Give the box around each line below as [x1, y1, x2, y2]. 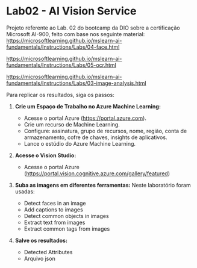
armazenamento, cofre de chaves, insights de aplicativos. [23, 134, 167, 141]
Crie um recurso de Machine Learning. [23, 120, 120, 128]
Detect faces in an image [23, 199, 86, 207]
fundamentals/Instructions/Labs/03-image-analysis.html [6, 79, 146, 87]
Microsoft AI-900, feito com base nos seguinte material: [6, 30, 145, 37]
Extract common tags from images [23, 225, 110, 232]
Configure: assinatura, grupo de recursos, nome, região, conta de [23, 127, 187, 134]
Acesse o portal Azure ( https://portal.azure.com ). [23, 114, 146, 122]
